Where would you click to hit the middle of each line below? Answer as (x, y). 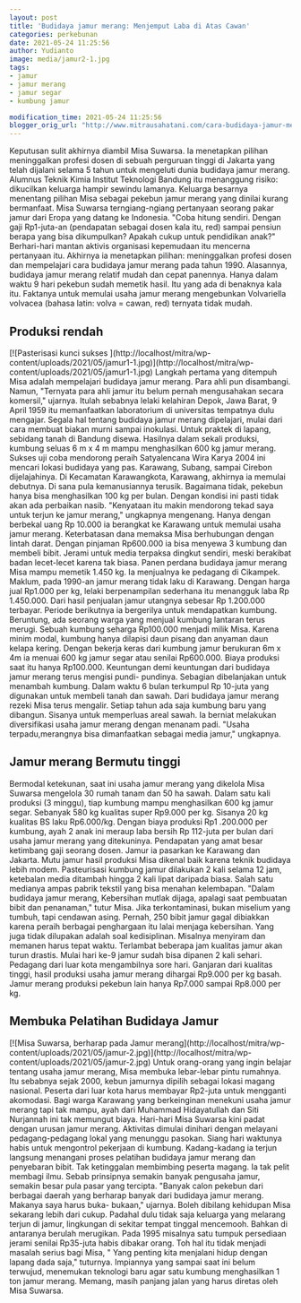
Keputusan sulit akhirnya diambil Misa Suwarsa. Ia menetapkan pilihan (139, 151)
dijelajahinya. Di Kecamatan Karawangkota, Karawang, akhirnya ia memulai (148, 477)
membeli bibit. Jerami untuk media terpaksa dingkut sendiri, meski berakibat (150, 553)
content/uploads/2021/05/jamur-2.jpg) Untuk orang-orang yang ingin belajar (150, 1062)
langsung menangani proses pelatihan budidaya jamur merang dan (133, 1157)
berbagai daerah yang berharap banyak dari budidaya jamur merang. (137, 1195)
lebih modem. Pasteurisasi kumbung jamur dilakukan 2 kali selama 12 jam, (146, 869)
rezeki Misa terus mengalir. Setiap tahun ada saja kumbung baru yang (138, 705)
